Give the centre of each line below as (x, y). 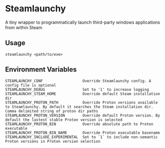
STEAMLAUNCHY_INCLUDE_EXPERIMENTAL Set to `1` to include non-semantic (82, 137)
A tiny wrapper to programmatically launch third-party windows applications (83, 22)
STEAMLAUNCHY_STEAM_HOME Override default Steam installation (83, 94)
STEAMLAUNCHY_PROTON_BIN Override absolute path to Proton (79, 124)
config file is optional (31, 85)
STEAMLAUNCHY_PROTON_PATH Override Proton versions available (82, 102)
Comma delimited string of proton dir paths (52, 111)
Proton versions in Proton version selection (53, 141)
